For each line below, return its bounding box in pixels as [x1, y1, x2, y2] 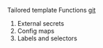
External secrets [17, 19, 65, 27]
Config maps [17, 27, 54, 35]
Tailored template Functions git [7, 6, 96, 14]
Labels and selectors [17, 34, 78, 42]
